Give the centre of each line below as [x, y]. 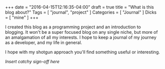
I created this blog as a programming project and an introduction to [73, 27]
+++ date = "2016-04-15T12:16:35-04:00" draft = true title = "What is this [80, 7]
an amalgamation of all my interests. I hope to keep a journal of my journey [81, 37]
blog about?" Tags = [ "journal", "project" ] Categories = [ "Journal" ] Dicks [81, 12]
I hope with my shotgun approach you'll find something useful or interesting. [82, 52]
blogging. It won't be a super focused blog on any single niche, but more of [82, 32]
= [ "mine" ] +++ [22, 17]
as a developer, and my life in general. [44, 43]
